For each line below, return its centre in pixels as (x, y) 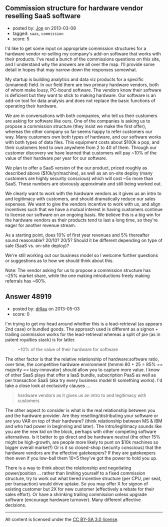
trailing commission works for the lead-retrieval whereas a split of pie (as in (83, 334)
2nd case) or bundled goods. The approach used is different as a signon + (82, 329)
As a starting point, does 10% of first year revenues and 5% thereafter (77, 235)
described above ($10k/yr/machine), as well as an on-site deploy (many (79, 173)
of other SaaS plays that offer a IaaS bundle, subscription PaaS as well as (81, 375)
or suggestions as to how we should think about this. (59, 260)
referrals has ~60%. (26, 281)
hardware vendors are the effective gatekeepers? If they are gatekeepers (80, 452)
